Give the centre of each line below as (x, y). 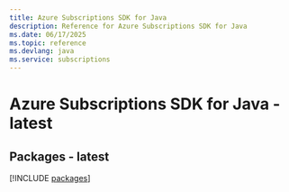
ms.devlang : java (42, 51)
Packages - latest (59, 156)
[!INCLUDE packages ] (50, 178)
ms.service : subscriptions (60, 59)
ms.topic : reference (48, 43)
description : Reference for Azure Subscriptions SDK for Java (128, 26)
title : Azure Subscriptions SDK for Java (88, 18)
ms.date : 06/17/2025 (48, 34)
